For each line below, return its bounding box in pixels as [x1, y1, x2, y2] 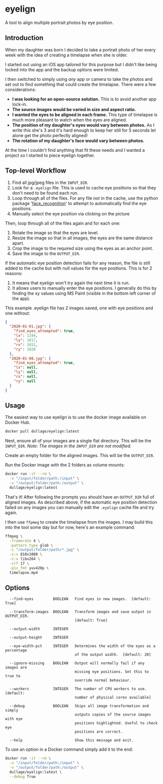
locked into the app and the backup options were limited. [5, 67, 119, 72]
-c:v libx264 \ [9, 556, 40, 561]
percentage [5, 648, 27, 653]
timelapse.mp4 [9, 570, 38, 575]
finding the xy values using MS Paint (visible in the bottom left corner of [12, 290, 156, 296]
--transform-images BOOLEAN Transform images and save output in [9, 609, 151, 615]
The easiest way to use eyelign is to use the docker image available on [5, 415, 146, 420]
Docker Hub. [5, 419, 31, 425]
